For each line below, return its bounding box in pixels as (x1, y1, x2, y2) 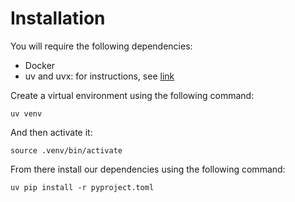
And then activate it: (10, 126, 93, 138)
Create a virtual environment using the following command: (10, 89, 255, 101)
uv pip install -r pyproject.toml (10, 182, 155, 192)
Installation (10, 7, 106, 30)
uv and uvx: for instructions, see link (24, 70, 175, 82)
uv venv (10, 108, 43, 119)
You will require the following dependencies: (10, 40, 193, 52)
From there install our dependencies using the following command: (10, 163, 286, 175)
